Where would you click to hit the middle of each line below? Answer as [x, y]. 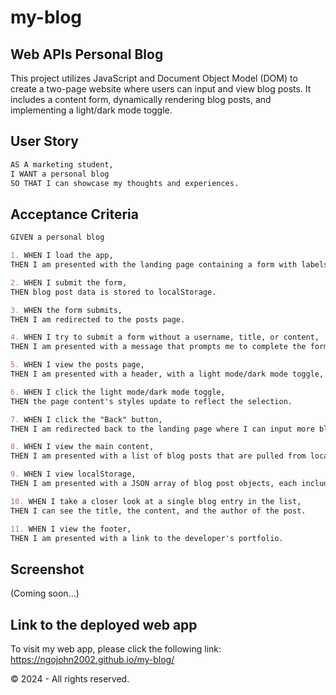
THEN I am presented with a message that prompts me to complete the [158, 347]
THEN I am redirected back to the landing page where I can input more [162, 429]
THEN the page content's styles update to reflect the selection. [151, 401]
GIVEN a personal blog [57, 237]
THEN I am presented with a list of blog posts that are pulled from [158, 456]
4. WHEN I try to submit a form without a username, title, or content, [165, 337]
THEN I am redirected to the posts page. [98, 319]
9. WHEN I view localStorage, [73, 474]
